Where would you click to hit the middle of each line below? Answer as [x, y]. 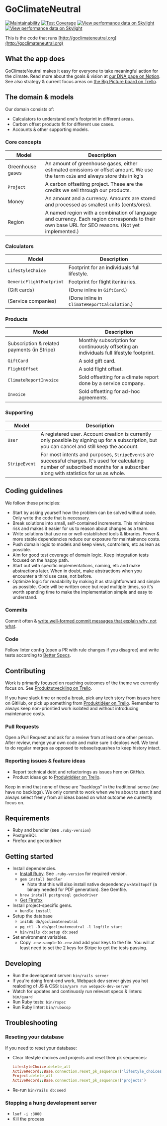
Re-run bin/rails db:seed [39, 1090]
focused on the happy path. [41, 560]
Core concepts [23, 142]
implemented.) [62, 231]
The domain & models [40, 97]
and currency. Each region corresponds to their [100, 219]
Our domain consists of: [30, 109]
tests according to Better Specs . [38, 655]
